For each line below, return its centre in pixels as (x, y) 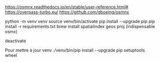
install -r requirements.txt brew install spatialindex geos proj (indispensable (80, 26)
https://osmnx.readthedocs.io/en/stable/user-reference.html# (67, 7)
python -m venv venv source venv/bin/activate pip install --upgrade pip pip (80, 21)
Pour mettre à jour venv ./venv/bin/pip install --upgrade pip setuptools (75, 50)
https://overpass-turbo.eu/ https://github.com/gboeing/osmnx (67, 12)
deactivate (16, 41)
